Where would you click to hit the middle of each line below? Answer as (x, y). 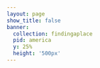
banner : (18, 27)
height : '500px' (37, 54)
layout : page (26, 14)
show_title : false (34, 21)
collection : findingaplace (53, 34)
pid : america (32, 40)
